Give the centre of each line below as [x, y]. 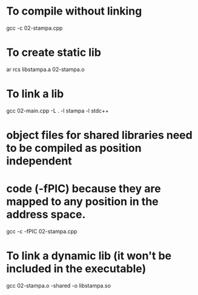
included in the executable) [76, 269]
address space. [46, 215]
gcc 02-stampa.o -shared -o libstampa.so [58, 285]
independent [39, 161]
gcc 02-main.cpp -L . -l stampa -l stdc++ [58, 110]
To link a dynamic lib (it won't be [89, 256]
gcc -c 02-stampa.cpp [35, 28]
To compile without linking [74, 11]
